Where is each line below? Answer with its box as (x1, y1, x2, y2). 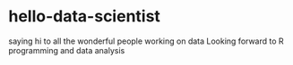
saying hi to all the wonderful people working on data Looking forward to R (8, 36, 284, 46)
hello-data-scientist (8, 6, 160, 27)
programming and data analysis (8, 45, 125, 55)
